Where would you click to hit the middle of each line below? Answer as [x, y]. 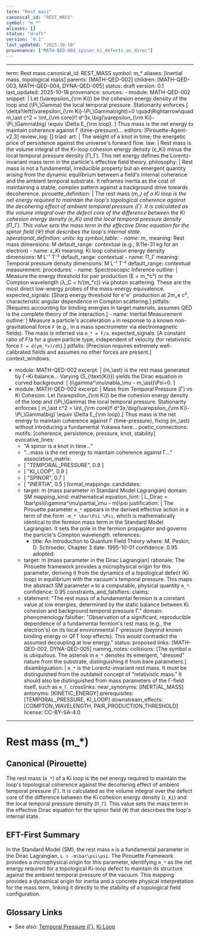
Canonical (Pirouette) [47, 764]
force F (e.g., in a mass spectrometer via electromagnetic [108, 326]
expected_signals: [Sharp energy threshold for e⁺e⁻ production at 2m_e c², [98, 295]
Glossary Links [35, 912]
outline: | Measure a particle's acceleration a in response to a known [90, 320]
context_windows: [28, 358]
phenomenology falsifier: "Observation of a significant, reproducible [107, 617]
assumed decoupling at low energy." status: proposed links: [97, 642]
